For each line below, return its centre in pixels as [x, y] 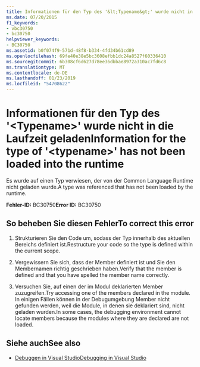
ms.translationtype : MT [36, 67]
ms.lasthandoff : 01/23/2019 [41, 78]
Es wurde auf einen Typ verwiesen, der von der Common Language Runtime [100, 180]
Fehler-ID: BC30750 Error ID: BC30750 [54, 205]
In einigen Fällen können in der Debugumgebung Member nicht [92, 299]
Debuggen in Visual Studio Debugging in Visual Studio [81, 357]
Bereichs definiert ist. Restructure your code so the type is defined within [104, 244]
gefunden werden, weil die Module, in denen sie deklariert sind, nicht [99, 306]
